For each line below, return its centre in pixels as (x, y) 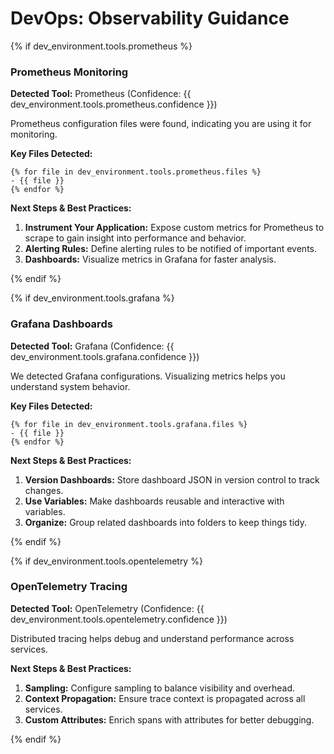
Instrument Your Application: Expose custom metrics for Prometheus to (174, 228)
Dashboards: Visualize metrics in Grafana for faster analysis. (150, 259)
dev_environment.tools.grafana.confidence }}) (105, 356)
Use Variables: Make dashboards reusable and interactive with (154, 501)
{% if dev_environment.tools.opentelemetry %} (106, 561)
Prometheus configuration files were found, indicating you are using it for (161, 124)
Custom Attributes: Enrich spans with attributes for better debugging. (169, 719)
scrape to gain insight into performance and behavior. (135, 238)
